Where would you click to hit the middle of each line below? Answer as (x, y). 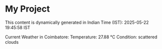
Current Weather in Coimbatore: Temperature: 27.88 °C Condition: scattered (81, 37)
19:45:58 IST (18, 27)
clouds (12, 42)
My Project (27, 9)
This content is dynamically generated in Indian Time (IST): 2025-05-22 (77, 22)
